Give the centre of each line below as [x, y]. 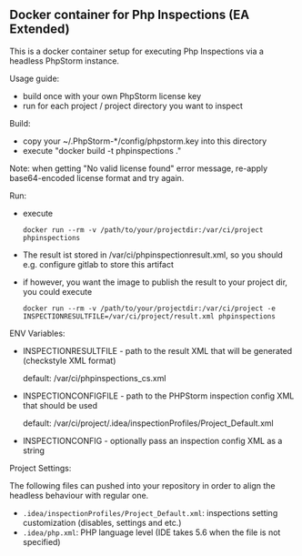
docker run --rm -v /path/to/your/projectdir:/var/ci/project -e [149, 308]
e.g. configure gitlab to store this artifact [98, 264]
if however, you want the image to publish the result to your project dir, [155, 282]
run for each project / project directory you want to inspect [133, 106]
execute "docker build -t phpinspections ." [102, 150]
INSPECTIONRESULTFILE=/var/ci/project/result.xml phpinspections [149, 316]
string [34, 450]
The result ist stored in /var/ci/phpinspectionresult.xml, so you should [153, 255]
